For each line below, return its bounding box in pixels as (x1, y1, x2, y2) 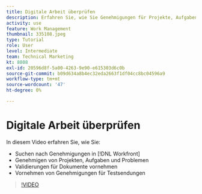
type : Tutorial (6, 37, 44, 43)
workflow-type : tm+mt (6, 76, 61, 82)
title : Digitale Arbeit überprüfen (6, 8, 96, 15)
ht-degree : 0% (6, 87, 42, 93)
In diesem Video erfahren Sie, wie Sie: (6, 138, 101, 145)
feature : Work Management (6, 25, 71, 32)
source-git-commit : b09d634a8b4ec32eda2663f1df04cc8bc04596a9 (6, 70, 165, 77)
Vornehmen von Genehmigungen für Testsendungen (14, 169, 145, 177)
